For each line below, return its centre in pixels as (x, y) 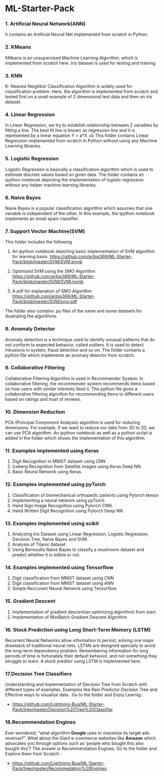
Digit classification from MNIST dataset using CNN (63, 578)
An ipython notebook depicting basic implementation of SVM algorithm (83, 251)
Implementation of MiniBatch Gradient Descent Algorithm (70, 617)
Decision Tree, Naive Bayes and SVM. (50, 539)
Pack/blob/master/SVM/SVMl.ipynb (48, 282)
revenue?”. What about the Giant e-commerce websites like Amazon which (81, 738)
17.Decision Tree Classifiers (39, 674)
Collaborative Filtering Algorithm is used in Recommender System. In (74, 378)
